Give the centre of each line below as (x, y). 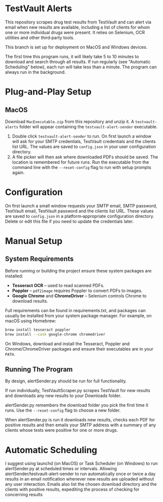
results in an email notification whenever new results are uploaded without (80, 479)
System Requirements (39, 259)
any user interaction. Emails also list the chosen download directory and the (81, 484)
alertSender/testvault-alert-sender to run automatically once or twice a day (80, 474)
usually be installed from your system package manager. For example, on (78, 315)
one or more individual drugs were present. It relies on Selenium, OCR (75, 32)
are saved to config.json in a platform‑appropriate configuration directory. (80, 216)
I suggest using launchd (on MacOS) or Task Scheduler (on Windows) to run (81, 463)
